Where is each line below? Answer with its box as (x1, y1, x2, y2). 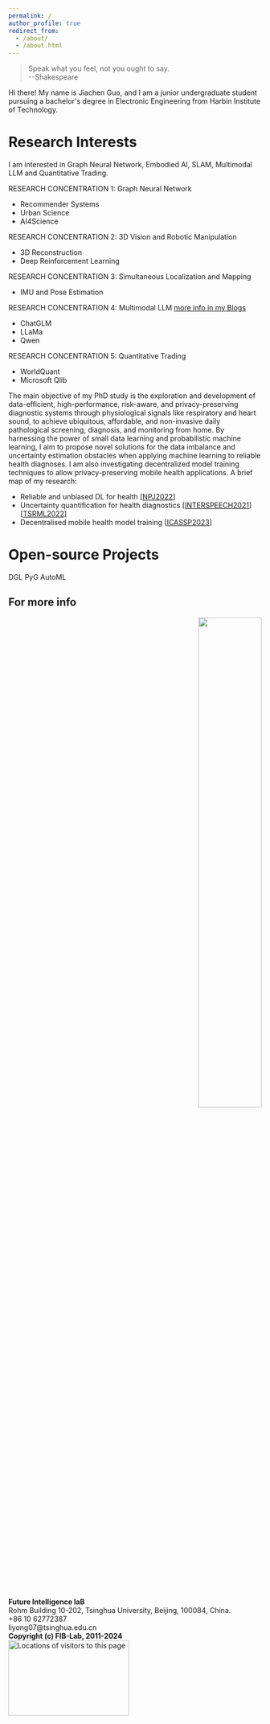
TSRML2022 (22, 509, 64, 519)
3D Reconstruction (19, 248, 83, 257)
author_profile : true (8, 19, 81, 27)
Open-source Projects (8, 546, 159, 564)
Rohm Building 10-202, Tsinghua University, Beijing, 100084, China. (8, 1605, 231, 1615)
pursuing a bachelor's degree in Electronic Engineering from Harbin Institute (8, 96, 261, 106)
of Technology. (8, 105, 59, 115)
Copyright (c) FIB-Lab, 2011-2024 (8, 1631, 123, 1640)
